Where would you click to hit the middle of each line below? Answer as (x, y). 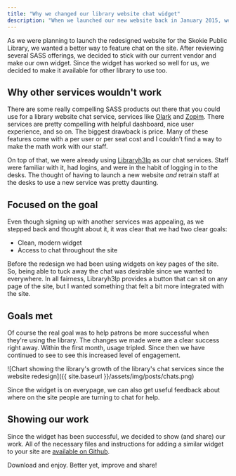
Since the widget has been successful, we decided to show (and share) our (117, 436)
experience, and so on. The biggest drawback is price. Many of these (108, 131)
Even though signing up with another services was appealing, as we (106, 221)
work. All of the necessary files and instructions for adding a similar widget (116, 444)
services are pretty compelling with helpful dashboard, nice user (101, 124)
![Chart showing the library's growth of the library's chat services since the (116, 368)
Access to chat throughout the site (67, 250)
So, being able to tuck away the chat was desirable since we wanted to (110, 271)
